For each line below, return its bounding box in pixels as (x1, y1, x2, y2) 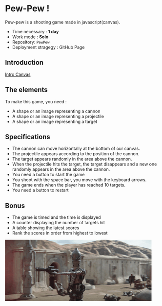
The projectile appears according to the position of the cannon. (12, 151, 140, 157)
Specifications (5, 133, 50, 141)
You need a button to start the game (12, 172, 85, 178)
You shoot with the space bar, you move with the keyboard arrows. (12, 177, 147, 183)
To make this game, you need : (5, 98, 67, 104)
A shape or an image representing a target (12, 118, 98, 124)
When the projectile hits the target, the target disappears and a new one (12, 161, 157, 167)
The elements (5, 86, 48, 94)
